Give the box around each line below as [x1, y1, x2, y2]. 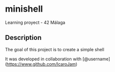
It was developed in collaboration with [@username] [5, 56, 110, 62]
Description [5, 34, 42, 42]
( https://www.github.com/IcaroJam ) [5, 61, 77, 67]
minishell [5, 3, 43, 15]
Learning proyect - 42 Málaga [5, 19, 66, 25]
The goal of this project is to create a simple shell [5, 46, 104, 52]
